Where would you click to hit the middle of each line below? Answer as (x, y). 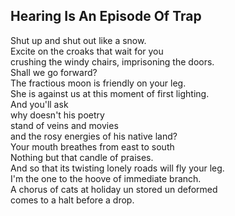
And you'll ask (39, 104)
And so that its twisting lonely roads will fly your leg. (117, 168)
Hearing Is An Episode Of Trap (106, 16)
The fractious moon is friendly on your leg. (98, 83)
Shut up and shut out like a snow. (78, 40)
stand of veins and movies (64, 125)
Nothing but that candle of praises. (82, 157)
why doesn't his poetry (57, 115)
